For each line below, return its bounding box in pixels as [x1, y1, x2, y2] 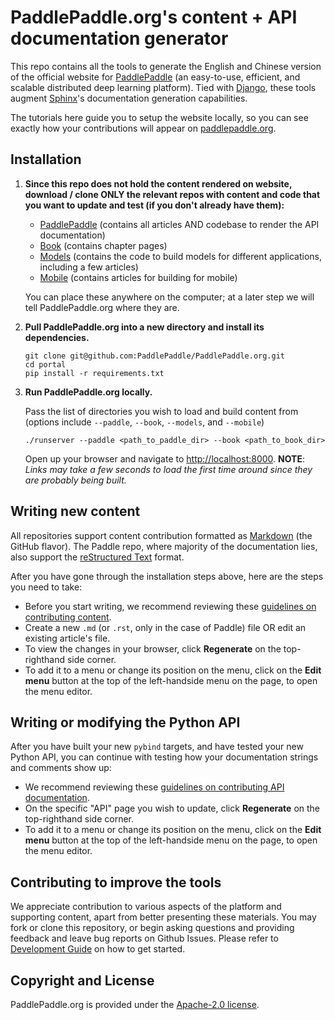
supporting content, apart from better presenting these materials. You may [10, 911, 317, 923]
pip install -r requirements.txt [24, 368, 165, 378]
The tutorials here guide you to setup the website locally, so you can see [10, 111, 309, 123]
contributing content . [24, 611, 112, 623]
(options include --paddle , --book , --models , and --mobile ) [24, 416, 265, 428]
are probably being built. [24, 474, 127, 486]
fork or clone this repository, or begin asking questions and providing [10, 922, 295, 934]
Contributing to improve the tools [10, 874, 222, 891]
